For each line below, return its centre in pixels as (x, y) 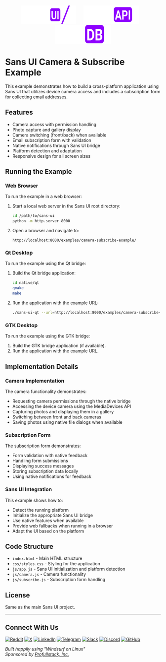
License (18, 595)
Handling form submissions (40, 461)
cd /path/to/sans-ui (33, 216)
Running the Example (39, 172)
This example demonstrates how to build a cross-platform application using (82, 86)
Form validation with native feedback (50, 456)
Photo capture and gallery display (46, 130)
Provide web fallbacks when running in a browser (62, 526)
